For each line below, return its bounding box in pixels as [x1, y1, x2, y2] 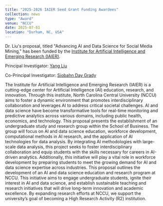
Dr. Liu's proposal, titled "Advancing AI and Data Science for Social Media [5, 43, 152, 49]
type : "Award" [5, 16, 34, 21]
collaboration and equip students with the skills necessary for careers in [5, 149, 149, 155]
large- [143, 139, 155, 144]
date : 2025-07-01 [5, 25, 40, 30]
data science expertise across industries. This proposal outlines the [5, 165, 141, 170]
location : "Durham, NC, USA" [5, 30, 64, 35]
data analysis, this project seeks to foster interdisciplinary [17, 144, 132, 150]
